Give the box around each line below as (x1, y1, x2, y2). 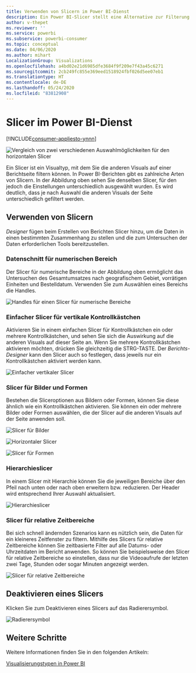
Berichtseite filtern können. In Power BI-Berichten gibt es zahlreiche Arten (6, 170, 184, 177)
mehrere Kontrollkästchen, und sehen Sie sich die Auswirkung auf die (6, 333, 174, 340)
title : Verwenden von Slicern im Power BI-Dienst (6, 8, 130, 15)
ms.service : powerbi (6, 31, 57, 36)
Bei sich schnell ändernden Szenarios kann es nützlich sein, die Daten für (6, 529, 183, 536)
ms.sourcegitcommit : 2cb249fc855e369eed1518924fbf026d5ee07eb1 (6, 69, 164, 75)
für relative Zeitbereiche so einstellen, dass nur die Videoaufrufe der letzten (6, 554, 188, 561)
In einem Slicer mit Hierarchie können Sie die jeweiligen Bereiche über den (6, 478, 185, 485)
